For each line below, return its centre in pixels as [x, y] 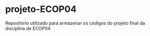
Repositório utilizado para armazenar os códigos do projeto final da [75, 23]
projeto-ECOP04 [41, 9]
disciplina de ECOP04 [28, 28]
